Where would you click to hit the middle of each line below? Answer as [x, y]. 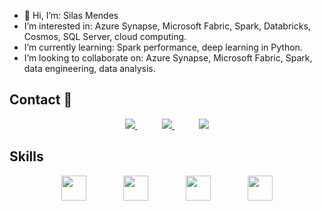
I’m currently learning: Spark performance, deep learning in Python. [163, 47]
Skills [26, 156]
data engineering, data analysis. [89, 68]
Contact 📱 [41, 100]
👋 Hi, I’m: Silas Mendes [71, 15]
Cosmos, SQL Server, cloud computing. [105, 36]
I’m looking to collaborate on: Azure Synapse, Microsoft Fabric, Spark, [168, 58]
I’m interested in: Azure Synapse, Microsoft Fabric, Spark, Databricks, [167, 26]
